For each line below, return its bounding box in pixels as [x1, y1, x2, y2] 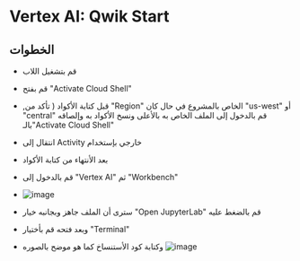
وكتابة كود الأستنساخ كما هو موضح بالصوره [22, 241, 163, 252]
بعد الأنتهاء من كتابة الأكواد [22, 154, 109, 165]
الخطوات [9, 42, 55, 57]
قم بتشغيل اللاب [22, 65, 77, 76]
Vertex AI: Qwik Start [9, 6, 170, 27]
